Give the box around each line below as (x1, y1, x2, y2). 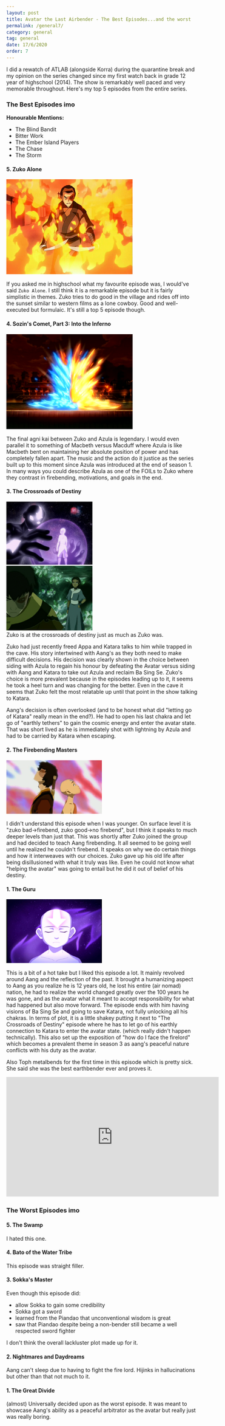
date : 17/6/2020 (6, 42, 47, 48)
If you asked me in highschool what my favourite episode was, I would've (6, 280, 189, 288)
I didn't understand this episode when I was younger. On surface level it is (6, 820, 191, 828)
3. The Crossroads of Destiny (6, 488, 82, 495)
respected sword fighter (15, 1328, 76, 1334)
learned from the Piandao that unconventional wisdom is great (15, 1314, 171, 1321)
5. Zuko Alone (6, 165, 42, 173)
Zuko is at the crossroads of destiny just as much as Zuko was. (6, 631, 164, 639)
